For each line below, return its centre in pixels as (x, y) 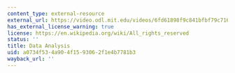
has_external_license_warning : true (60, 26)
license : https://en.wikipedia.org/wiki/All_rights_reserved (98, 33)
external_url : (28, 20)
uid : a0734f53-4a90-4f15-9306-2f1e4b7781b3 (72, 53)
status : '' (23, 40)
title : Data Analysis (39, 46)
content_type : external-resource (56, 14)
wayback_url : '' (31, 59)
